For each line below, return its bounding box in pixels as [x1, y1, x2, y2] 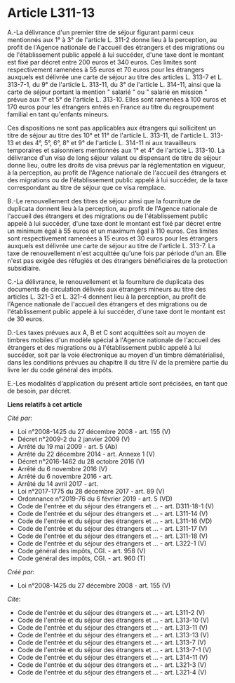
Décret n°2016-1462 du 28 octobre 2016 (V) [17, 457, 145, 466]
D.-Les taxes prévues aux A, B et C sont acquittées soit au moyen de [7, 328, 206, 337]
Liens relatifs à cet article [7, 400, 83, 408]
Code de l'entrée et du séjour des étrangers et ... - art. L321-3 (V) [17, 661, 207, 669]
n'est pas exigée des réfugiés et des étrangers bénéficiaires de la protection [7, 256, 228, 264]
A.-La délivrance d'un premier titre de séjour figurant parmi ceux [7, 28, 194, 36]
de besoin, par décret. [7, 386, 72, 395]
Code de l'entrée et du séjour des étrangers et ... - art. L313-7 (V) [17, 638, 207, 647]
